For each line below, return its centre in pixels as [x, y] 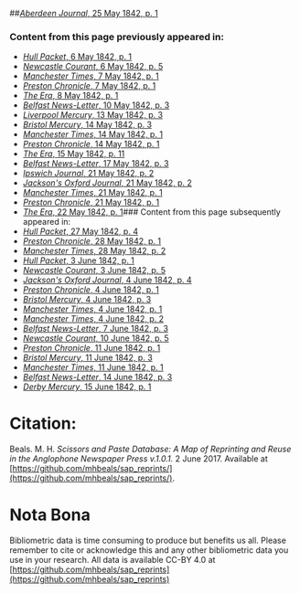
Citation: [43, 424]
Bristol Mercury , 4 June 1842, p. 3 [87, 300]
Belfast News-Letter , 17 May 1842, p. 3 [96, 164]
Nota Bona [50, 515]
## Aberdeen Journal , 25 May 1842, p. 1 [84, 13]
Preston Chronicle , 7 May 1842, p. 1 [89, 86]
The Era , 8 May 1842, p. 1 [70, 96]
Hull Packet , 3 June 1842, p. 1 [79, 260]
